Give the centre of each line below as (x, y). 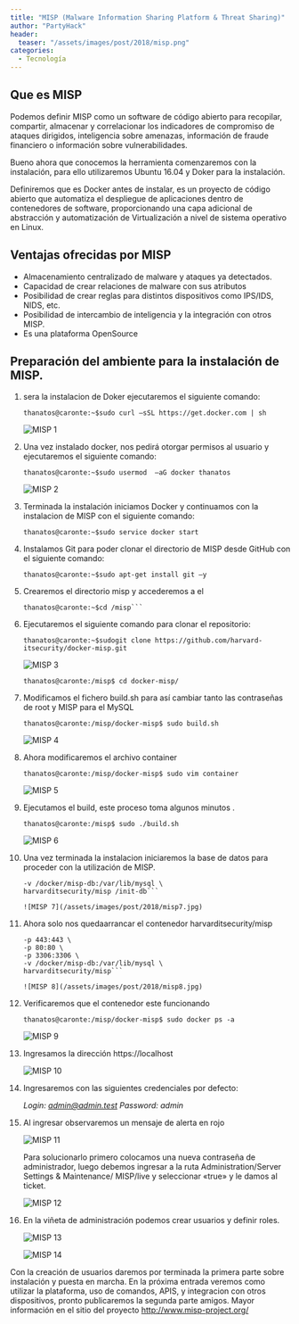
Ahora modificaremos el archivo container (100, 757)
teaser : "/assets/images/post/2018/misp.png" (104, 42)
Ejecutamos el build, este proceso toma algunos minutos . (129, 807)
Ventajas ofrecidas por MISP (91, 255)
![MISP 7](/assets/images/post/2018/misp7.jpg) (113, 907)
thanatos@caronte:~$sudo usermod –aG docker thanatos (127, 473)
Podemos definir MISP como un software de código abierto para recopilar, (146, 116)
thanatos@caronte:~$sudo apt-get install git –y (115, 575)
